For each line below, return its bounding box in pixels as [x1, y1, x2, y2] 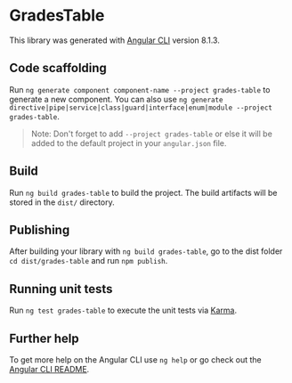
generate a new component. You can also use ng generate [9, 94, 223, 104]
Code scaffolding [9, 61, 107, 76]
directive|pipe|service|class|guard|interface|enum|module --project [9, 103, 273, 112]
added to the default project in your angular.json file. [30, 137, 227, 148]
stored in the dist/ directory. [9, 197, 116, 208]
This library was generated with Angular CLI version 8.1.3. [9, 35, 220, 45]
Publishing [9, 222, 70, 237]
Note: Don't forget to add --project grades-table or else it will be [30, 128, 273, 139]
